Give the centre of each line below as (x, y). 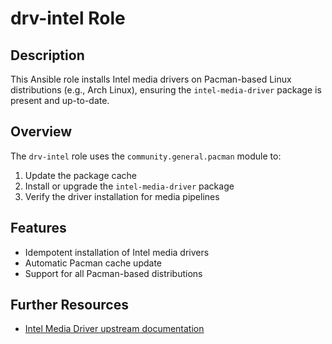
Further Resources (69, 305)
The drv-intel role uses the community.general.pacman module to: (146, 156)
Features (38, 228)
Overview (41, 132)
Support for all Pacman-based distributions (113, 273)
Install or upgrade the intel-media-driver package (129, 186)
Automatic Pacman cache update (93, 263)
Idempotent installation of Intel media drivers (117, 252)
